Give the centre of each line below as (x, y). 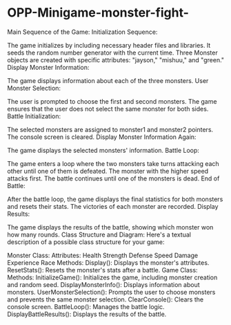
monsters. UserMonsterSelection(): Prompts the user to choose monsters (111, 292)
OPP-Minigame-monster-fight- (98, 13)
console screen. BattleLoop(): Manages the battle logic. (86, 306)
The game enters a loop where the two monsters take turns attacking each (113, 163)
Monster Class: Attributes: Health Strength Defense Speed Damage (103, 255)
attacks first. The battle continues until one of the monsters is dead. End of (113, 178)
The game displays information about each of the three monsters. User (108, 80)
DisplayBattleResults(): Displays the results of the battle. (87, 314)
